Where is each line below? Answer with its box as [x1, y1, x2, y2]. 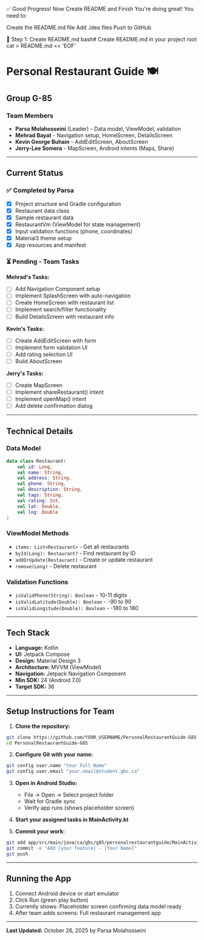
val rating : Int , [17, 497, 61, 504]
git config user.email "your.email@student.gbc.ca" [6, 768, 140, 775]
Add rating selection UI [15, 351, 73, 358]
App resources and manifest [15, 241, 86, 249]
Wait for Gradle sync [24, 798, 76, 805]
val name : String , [17, 469, 64, 475]
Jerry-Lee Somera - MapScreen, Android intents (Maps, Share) [15, 144, 174, 152]
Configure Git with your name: [15, 751, 93, 758]
